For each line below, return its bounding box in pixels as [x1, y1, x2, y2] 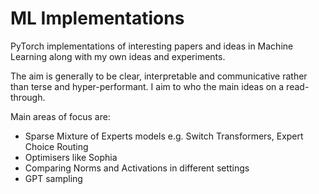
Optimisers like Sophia [24, 151, 118, 163]
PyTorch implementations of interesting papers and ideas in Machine [10, 40, 294, 52]
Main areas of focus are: [10, 110, 111, 122]
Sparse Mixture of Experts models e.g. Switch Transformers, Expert [24, 130, 304, 142]
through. [10, 91, 46, 103]
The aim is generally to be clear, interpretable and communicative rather [10, 70, 308, 82]
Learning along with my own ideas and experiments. [10, 50, 226, 62]
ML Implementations [10, 7, 185, 30]
